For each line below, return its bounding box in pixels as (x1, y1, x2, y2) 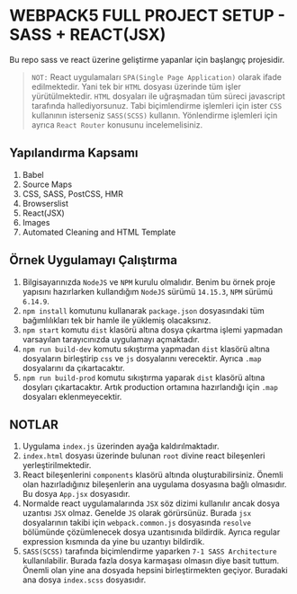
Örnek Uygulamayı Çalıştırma (9, 253, 178, 268)
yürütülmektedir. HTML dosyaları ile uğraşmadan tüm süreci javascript (31, 91, 285, 102)
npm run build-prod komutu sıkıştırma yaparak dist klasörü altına (22, 372, 265, 383)
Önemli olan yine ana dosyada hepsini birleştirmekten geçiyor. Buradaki (22, 565, 288, 576)
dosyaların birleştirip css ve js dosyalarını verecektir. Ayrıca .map (22, 352, 262, 364)
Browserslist (22, 198, 69, 208)
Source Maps (22, 179, 73, 190)
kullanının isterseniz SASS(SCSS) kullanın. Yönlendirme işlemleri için (31, 110, 278, 120)
